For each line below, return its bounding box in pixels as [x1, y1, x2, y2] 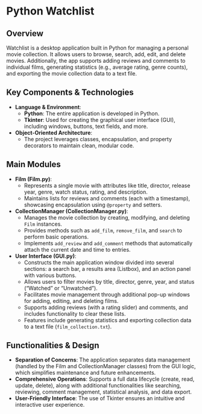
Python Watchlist [6, 4, 95, 18]
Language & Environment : [14, 103, 81, 110]
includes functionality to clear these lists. [24, 310, 126, 317]
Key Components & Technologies [6, 88, 134, 98]
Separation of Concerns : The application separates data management [14, 356, 191, 363]
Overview [6, 28, 44, 39]
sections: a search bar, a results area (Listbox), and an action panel [24, 265, 191, 272]
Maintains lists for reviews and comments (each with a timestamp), [24, 194, 191, 202]
